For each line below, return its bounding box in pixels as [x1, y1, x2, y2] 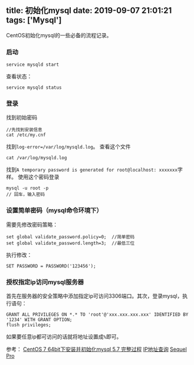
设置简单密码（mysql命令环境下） [6, 206, 103, 215]
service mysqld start [6, 62, 60, 68]
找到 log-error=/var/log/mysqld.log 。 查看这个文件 [6, 143, 131, 150]
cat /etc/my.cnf [6, 132, 46, 138]
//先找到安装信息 [6, 127, 42, 133]
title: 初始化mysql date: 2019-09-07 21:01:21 [6, 5, 172, 16]
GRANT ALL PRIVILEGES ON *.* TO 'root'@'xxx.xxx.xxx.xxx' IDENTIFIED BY [6, 312, 189, 318]
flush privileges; [6, 322, 51, 328]
